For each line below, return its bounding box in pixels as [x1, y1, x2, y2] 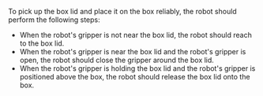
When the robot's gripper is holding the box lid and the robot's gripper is [19, 64, 256, 73]
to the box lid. [19, 39, 65, 48]
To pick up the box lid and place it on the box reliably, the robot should [8, 7, 237, 16]
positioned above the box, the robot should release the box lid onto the [19, 72, 250, 81]
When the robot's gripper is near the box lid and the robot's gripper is [19, 47, 246, 56]
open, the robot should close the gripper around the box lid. [19, 55, 215, 65]
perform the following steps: [8, 15, 100, 24]
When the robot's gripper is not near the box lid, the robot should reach [19, 31, 253, 39]
